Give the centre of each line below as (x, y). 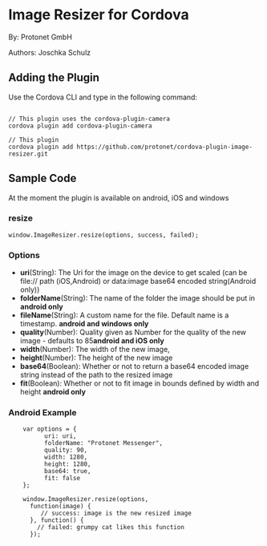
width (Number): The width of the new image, (95, 350)
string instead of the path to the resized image (96, 375)
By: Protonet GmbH (40, 37)
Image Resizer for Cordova (99, 15)
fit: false (62, 479)
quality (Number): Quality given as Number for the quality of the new (133, 332)
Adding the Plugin (54, 78)
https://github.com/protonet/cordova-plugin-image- (164, 147)
